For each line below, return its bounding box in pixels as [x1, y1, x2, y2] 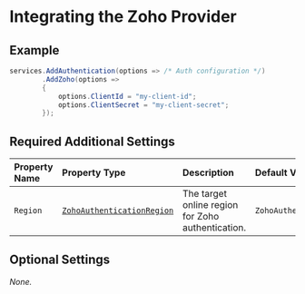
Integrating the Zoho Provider [9, 6, 238, 27]
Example [9, 43, 60, 58]
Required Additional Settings [9, 133, 175, 149]
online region [182, 199, 239, 211]
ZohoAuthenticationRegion [62, 206, 174, 216]
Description [182, 166, 234, 179]
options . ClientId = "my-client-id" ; [57, 92, 197, 101]
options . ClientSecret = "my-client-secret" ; [57, 100, 230, 110]
